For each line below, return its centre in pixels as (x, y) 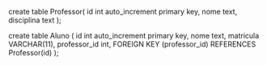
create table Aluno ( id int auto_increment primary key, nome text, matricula (134, 36)
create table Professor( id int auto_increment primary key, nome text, (123, 12)
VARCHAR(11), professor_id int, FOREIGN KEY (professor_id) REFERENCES (132, 44)
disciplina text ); (35, 20)
